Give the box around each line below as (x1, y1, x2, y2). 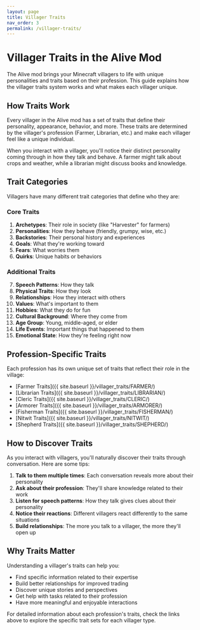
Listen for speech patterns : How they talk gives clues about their (15, 497, 176, 504)
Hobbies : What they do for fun (15, 306, 91, 314)
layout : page (7, 8, 39, 15)
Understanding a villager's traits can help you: (7, 561, 120, 569)
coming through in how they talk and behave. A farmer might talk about (7, 153, 182, 160)
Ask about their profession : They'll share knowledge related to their (15, 485, 183, 492)
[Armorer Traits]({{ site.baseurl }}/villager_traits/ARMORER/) (15, 402, 162, 409)
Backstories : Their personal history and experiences (15, 234, 145, 241)
